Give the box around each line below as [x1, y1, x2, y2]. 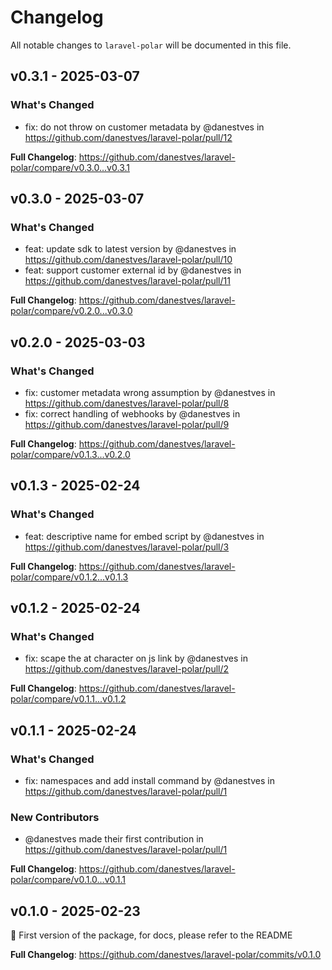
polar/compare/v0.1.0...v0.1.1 [10, 874, 127, 886]
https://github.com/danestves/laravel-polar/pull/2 [24, 663, 230, 675]
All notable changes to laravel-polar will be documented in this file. [10, 39, 292, 51]
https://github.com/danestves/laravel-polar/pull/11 [24, 275, 231, 287]
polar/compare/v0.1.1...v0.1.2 [10, 693, 127, 705]
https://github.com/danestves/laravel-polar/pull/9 [24, 419, 230, 430]
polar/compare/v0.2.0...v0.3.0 [10, 305, 133, 317]
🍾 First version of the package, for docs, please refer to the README [10, 929, 293, 941]
